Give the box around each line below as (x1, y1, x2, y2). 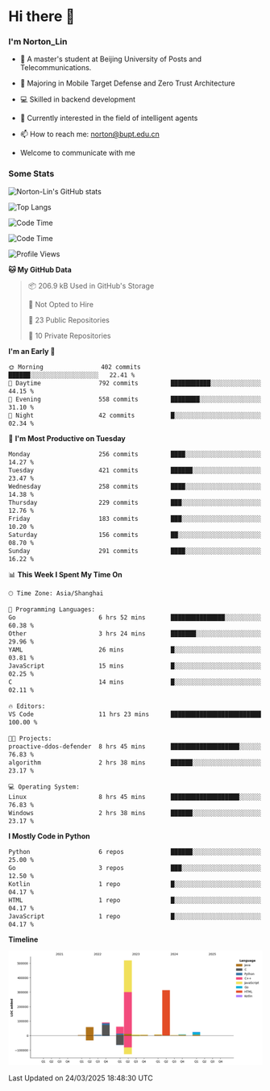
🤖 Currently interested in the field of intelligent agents (19, 113, 198, 123)
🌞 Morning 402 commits (8, 363, 141, 371)
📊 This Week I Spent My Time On (8, 569, 123, 579)
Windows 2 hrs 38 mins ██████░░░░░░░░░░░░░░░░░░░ (8, 809, 262, 817)
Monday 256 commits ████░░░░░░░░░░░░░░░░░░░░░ (8, 450, 262, 458)
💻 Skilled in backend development (19, 94, 135, 104)
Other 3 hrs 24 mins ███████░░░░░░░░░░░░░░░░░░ (8, 629, 262, 638)
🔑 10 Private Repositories (27, 331, 111, 340)
